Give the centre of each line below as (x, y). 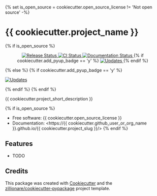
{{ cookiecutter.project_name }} (72, 32)
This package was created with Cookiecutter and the (59, 183)
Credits (17, 171)
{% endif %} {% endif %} (31, 89)
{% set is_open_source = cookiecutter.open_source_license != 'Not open (79, 7)
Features (19, 144)
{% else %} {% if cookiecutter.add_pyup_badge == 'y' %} (64, 70)
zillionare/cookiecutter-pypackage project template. (58, 188)
